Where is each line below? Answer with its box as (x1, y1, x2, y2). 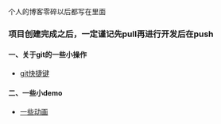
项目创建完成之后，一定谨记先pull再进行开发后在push (8, 28, 214, 39)
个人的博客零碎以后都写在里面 (8, 7, 106, 16)
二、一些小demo (8, 88, 63, 97)
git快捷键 (19, 69, 50, 78)
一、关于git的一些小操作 (8, 50, 87, 59)
